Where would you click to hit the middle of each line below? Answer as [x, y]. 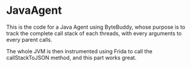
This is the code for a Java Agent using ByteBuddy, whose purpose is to [96, 27]
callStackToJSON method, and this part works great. [71, 57]
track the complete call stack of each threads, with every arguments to [94, 33]
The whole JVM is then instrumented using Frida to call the [79, 51]
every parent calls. [29, 39]
